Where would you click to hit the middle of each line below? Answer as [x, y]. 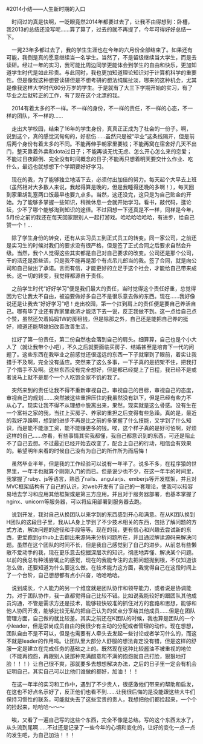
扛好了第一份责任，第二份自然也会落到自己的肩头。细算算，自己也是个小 [101, 339]
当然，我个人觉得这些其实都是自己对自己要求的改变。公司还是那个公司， [107, 253]
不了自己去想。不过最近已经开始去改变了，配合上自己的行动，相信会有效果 [99, 443]
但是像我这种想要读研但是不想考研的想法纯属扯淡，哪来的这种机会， [101, 80]
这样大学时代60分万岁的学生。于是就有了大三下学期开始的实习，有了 [108, 88]
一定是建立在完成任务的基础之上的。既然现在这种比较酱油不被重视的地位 [101, 648]
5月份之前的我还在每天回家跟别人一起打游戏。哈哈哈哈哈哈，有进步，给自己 [101, 217]
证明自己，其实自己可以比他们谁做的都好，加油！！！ [72, 671]
